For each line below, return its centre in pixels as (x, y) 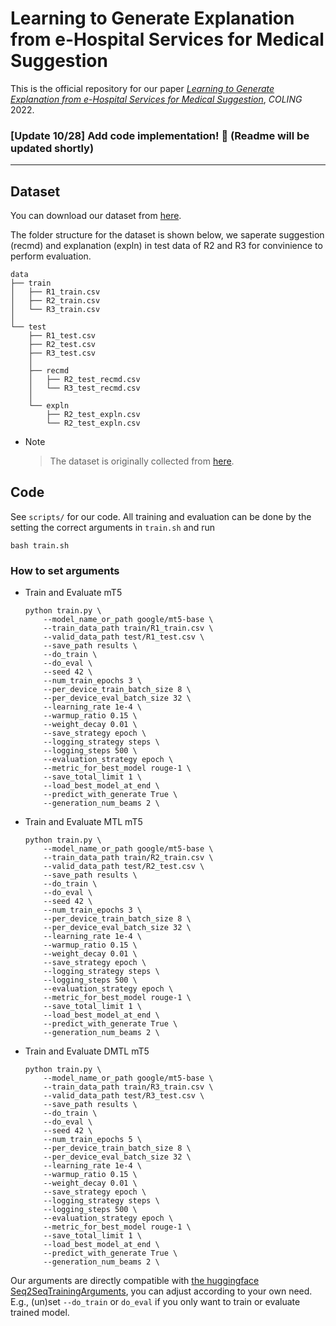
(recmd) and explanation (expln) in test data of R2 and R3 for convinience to (166, 246)
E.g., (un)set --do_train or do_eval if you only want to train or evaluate (155, 1302)
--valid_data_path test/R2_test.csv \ (124, 867)
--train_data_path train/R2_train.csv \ (128, 858)
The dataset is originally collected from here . (142, 461)
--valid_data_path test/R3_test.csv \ (124, 1096)
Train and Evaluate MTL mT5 (83, 822)
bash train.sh (40, 545)
